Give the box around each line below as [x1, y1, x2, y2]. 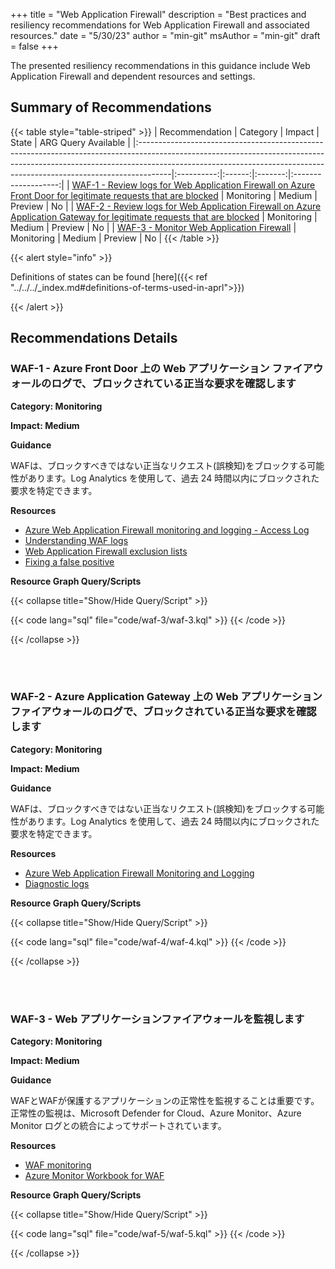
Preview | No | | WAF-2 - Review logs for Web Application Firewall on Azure [10, 200, 322, 212]
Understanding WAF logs [24, 534, 129, 546]
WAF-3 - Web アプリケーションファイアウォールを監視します [10, 1012, 305, 1026]
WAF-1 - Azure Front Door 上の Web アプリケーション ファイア [10, 362, 313, 376]
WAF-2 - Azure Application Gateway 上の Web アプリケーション [10, 690, 323, 704]
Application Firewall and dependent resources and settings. [10, 70, 256, 82]
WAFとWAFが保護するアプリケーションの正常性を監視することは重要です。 [10, 1095, 320, 1107]
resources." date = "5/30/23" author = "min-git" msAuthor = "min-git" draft [10, 30, 321, 41]
